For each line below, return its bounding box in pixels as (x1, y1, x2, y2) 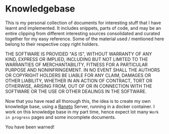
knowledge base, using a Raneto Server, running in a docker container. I (5, 103, 155, 109)
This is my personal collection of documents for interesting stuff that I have (5, 20, 161, 26)
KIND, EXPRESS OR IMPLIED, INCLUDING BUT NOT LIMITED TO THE (5, 56, 148, 62)
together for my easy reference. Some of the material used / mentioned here (5, 36, 164, 42)
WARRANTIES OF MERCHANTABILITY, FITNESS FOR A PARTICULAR (5, 61, 148, 68)
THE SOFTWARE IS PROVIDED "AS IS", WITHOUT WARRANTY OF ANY (5, 51, 152, 57)
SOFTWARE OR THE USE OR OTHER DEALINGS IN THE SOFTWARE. (5, 88, 147, 94)
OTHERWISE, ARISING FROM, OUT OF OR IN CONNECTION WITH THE (5, 83, 152, 89)
